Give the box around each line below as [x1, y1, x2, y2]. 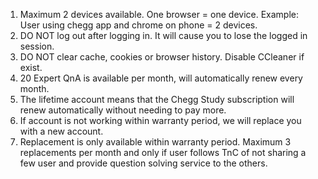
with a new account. [19, 125, 104, 137]
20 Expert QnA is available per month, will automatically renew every [19, 72, 303, 84]
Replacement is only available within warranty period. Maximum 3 [19, 136, 292, 148]
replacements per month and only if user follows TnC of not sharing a [19, 147, 307, 158]
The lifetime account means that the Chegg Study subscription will [19, 94, 295, 105]
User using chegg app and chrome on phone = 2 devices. [19, 19, 258, 31]
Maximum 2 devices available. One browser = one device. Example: [19, 9, 300, 20]
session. [19, 40, 55, 52]
